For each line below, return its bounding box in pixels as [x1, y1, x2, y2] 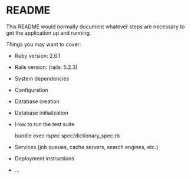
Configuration [14, 86, 48, 93]
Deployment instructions [14, 154, 75, 162]
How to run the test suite [14, 120, 75, 127]
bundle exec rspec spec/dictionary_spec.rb [14, 132, 120, 139]
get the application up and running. [6, 29, 91, 36]
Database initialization [14, 109, 69, 116]
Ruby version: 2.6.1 [14, 52, 61, 59]
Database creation [14, 98, 60, 105]
